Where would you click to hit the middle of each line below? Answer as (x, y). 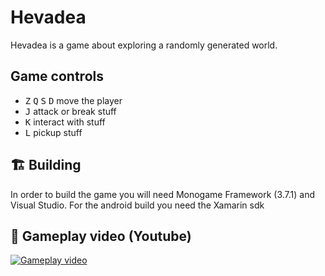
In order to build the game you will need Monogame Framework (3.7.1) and (163, 194)
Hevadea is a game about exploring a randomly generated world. (144, 45)
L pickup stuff (53, 132)
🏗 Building (46, 165)
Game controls (57, 76)
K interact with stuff (65, 122)
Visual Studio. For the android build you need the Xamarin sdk (137, 205)
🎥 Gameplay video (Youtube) (101, 236)
